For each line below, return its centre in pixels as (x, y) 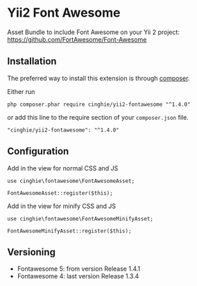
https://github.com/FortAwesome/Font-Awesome (77, 39)
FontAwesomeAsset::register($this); (60, 193)
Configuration (38, 151)
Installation (32, 62)
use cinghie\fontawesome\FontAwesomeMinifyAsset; (80, 219)
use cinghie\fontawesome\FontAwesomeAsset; (71, 181)
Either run (21, 91)
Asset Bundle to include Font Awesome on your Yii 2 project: (94, 32)
